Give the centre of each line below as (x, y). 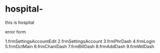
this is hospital (20, 22)
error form (16, 32)
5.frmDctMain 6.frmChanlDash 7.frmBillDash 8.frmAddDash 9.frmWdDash (80, 46)
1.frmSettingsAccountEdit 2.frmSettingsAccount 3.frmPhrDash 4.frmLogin (80, 41)
